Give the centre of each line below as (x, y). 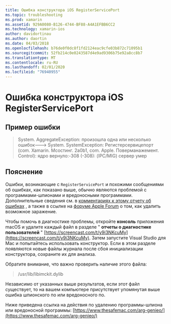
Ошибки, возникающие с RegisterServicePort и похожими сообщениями (85, 184)
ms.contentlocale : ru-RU (32, 63)
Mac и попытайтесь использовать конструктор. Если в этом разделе (80, 243)
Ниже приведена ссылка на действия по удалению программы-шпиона (84, 305)
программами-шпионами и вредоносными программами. (69, 195)
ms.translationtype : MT (31, 58)
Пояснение (24, 172)
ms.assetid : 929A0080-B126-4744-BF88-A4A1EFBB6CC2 (60, 24)
